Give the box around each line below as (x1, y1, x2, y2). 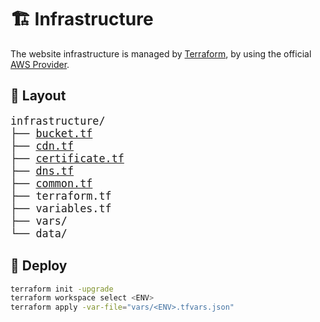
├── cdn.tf (10, 139, 75, 153)
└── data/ (10, 226, 68, 240)
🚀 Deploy (10, 257, 68, 275)
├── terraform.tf (10, 189, 112, 203)
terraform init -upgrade (10, 284, 114, 294)
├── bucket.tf (10, 126, 93, 140)
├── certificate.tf (10, 151, 125, 165)
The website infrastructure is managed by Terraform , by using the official (10, 47, 312, 60)
